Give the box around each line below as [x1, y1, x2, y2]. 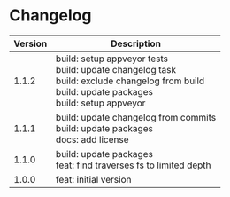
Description [110, 37, 162, 50]
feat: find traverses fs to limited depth [56, 159, 211, 171]
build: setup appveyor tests [56, 52, 168, 65]
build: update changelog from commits [56, 111, 217, 123]
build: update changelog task [56, 63, 177, 75]
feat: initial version [56, 173, 132, 185]
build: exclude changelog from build [56, 75, 205, 87]
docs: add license [56, 133, 129, 146]
